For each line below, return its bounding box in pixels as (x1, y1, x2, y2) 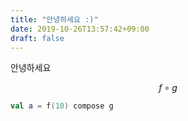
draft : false (10, 33, 65, 43)
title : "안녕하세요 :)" (10, 14, 99, 25)
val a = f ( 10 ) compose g (10, 101, 114, 111)
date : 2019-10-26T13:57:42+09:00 (10, 24, 150, 34)
